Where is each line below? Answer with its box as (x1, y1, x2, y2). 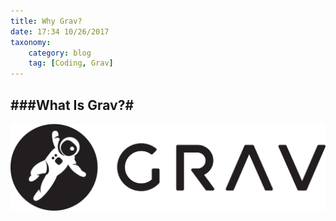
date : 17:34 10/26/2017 (10, 26, 110, 37)
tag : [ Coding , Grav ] (28, 58, 114, 69)
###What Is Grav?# (10, 96, 135, 114)
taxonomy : (10, 37, 52, 47)
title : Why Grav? (10, 16, 83, 26)
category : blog (28, 48, 92, 58)
